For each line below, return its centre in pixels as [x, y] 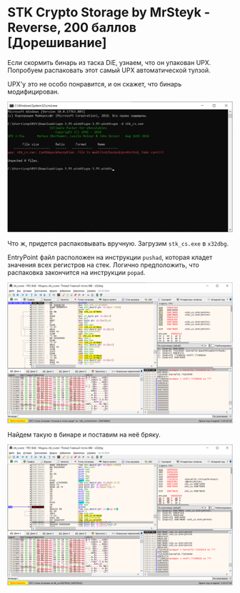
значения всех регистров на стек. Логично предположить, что [104, 264]
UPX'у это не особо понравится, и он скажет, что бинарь [95, 84]
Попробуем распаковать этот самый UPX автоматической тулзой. [109, 70]
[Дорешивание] [57, 43]
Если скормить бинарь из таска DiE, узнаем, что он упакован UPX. [109, 62]
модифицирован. [33, 91]
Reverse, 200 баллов [72, 28]
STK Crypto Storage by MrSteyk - [109, 13]
